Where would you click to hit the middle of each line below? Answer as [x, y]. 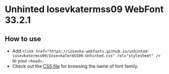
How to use [23, 39]
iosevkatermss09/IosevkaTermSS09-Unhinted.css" [63, 56]
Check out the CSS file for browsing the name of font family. [75, 66]
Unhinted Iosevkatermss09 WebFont [84, 9]
